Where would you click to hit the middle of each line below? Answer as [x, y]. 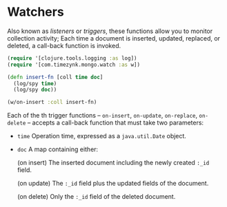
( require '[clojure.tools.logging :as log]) [72, 58]
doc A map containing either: [58, 149]
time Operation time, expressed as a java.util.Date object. [101, 136]
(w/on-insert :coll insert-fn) [52, 102]
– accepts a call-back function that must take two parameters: [116, 123]
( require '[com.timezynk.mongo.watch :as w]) [73, 65]
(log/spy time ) [35, 83]
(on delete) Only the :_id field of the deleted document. [96, 197]
